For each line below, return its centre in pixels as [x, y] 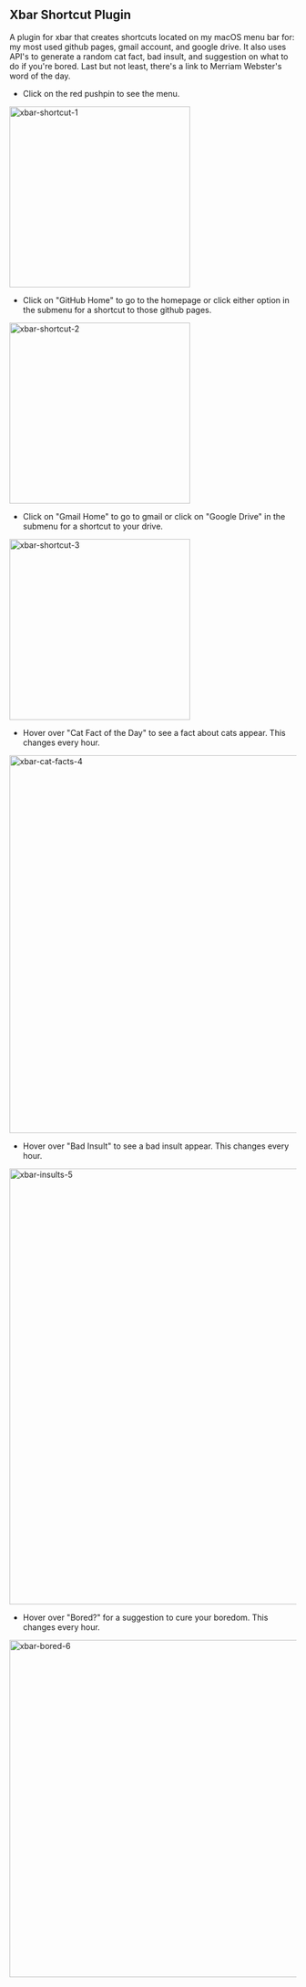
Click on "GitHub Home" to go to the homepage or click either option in [156, 300]
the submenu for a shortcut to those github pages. [117, 310]
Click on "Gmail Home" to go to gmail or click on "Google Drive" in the [154, 516]
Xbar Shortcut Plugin [71, 15]
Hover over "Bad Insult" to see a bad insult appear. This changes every [156, 1146]
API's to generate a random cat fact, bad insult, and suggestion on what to [149, 56]
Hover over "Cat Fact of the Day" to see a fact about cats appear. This [154, 732]
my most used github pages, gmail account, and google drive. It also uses [148, 47]
